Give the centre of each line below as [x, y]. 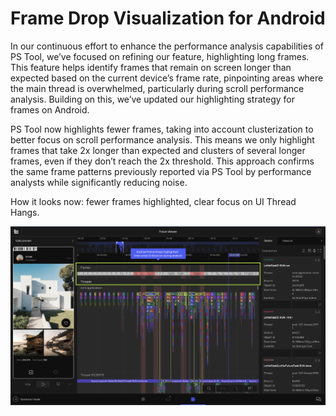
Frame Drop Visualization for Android [168, 18]
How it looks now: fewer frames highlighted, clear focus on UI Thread [153, 201]
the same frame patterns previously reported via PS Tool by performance [161, 171]
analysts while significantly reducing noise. [99, 182]
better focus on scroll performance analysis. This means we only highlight [162, 139]
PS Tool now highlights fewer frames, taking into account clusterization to [162, 129]
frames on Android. [50, 109]
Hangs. [25, 212]
